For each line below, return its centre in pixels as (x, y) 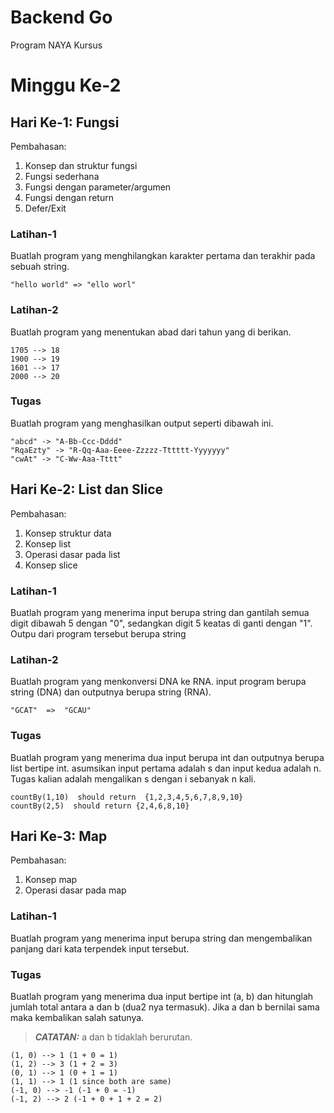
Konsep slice (51, 565)
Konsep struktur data (68, 533)
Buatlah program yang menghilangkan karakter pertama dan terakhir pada (163, 256)
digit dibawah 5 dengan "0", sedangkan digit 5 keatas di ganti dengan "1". (161, 623)
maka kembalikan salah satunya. (77, 1017)
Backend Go (61, 17)
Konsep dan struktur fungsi (81, 165)
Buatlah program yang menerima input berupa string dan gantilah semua (160, 612)
